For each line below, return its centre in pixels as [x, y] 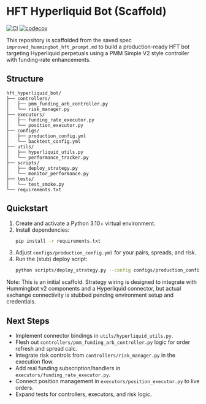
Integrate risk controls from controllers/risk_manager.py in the [95, 355]
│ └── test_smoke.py [35, 184]
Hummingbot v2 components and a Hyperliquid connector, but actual [94, 289]
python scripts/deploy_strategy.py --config [73, 270]
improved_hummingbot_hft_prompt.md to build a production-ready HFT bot [98, 47]
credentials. [21, 302]
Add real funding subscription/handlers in [68, 368]
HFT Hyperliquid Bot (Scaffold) [86, 11]
